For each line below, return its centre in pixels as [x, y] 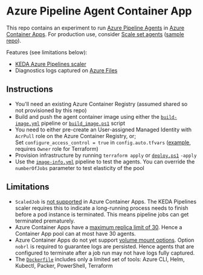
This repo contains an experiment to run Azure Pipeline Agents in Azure [95, 28]
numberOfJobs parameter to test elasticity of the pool [79, 168]
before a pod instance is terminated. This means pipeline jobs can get [102, 214]
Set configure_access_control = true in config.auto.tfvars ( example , [103, 142]
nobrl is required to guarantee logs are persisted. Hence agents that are [105, 246]
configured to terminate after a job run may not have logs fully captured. [105, 253]
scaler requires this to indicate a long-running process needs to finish [101, 208]
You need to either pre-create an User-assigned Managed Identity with [103, 129]
